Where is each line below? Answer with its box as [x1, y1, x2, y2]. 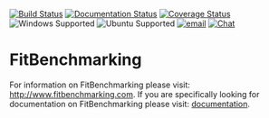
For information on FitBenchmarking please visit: [9, 79, 190, 90]
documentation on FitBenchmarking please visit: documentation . [9, 98, 251, 109]
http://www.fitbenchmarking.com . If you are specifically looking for [9, 88, 260, 99]
